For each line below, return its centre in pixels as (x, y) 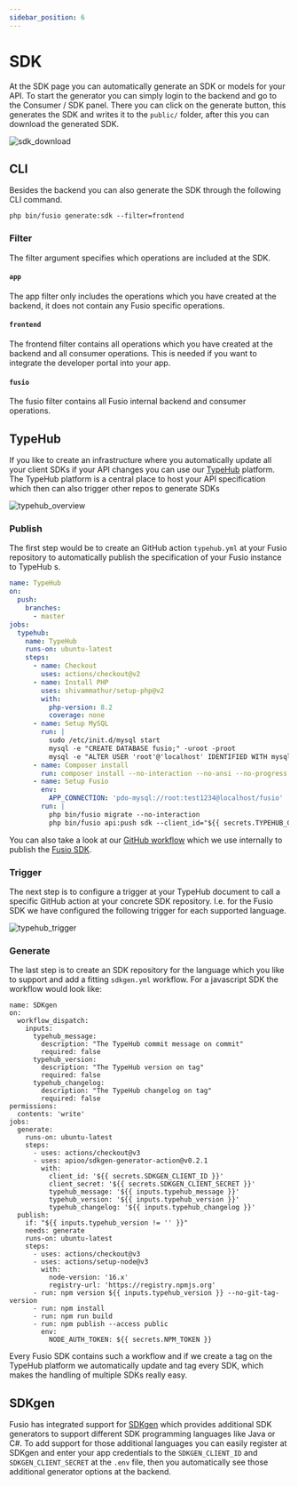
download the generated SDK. (64, 124)
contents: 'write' (51, 1114)
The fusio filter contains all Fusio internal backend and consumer (128, 402)
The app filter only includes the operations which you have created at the (143, 296)
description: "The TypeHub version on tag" (122, 1067)
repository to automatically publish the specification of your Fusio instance (145, 557)
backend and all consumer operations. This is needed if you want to (133, 354)
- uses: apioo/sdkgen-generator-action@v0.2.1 (120, 1161)
